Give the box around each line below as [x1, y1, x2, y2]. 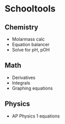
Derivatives [11, 74, 35, 80]
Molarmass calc [11, 36, 45, 42]
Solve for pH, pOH [11, 47, 50, 52]
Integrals [11, 79, 30, 85]
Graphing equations [11, 85, 53, 91]
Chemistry [4, 23, 38, 31]
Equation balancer [11, 41, 50, 47]
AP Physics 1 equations [11, 113, 60, 119]
